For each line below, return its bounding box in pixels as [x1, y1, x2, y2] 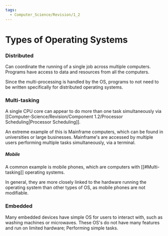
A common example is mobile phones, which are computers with [5, 164, 140, 170]
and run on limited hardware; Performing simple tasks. [5, 225, 118, 231]
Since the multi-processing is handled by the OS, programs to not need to [5, 78, 159, 85]
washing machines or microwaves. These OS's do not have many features [5, 219, 160, 225]
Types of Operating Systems [5, 34, 128, 46]
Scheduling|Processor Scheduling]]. [5, 119, 81, 125]
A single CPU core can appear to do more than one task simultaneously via [5, 108, 162, 114]
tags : [5, 7, 17, 13]
